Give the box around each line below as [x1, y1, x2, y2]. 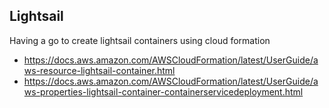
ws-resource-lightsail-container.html [23, 64, 176, 76]
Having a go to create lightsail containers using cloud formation [9, 34, 271, 46]
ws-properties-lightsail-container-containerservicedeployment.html [23, 85, 304, 98]
